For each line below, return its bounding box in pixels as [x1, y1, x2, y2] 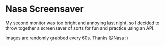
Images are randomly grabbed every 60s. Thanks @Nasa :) [5, 35, 128, 41]
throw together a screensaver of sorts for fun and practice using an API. [5, 25, 155, 31]
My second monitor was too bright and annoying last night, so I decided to [5, 20, 160, 26]
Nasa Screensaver [5, 3, 84, 15]
